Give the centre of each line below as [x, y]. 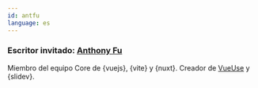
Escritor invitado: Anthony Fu [65, 51]
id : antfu [24, 15]
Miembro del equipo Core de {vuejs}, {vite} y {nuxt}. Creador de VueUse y [129, 67]
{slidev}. [21, 76]
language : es [29, 23]
